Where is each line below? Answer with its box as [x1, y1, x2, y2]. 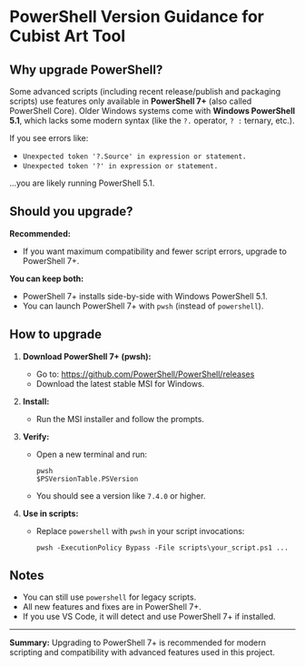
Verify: [22, 430, 50, 442]
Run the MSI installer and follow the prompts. [35, 413, 204, 424]
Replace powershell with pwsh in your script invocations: [35, 525, 245, 536]
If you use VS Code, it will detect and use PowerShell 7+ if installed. [22, 611, 276, 622]
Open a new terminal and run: [35, 449, 148, 460]
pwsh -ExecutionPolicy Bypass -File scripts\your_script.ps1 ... [35, 543, 289, 552]
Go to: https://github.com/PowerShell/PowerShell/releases [35, 369, 255, 379]
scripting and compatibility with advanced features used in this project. [9, 647, 275, 658]
